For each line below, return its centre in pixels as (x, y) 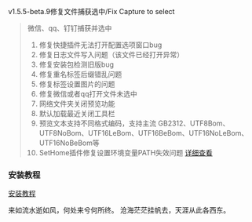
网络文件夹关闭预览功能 (77, 104)
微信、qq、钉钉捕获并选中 (69, 28)
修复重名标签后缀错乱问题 (80, 74)
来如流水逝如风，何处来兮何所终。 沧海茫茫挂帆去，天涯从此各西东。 (119, 210)
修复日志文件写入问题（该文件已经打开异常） (111, 55)
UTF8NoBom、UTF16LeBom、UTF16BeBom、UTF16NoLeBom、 (144, 133)
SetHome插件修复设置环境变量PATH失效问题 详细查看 (126, 153)
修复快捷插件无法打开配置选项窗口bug (100, 45)
